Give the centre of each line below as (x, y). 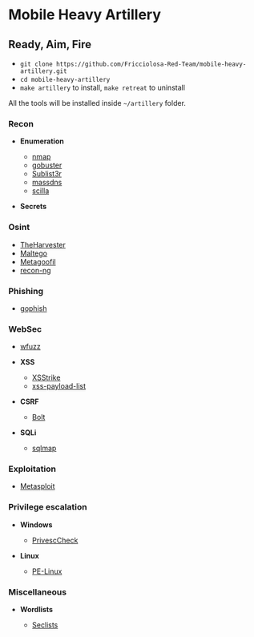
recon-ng (35, 270)
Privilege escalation (48, 507)
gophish (33, 308)
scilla (40, 191)
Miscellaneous (37, 592)
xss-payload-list (59, 386)
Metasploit (37, 486)
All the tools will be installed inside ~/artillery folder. (97, 103)
